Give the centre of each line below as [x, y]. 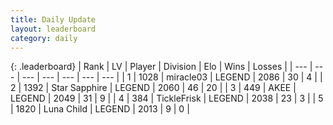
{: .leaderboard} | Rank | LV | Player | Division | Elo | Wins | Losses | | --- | [161, 67]
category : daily [44, 38]
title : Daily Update [53, 19]
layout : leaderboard [53, 29]
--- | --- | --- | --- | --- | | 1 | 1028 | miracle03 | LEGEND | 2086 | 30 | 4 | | [172, 77]
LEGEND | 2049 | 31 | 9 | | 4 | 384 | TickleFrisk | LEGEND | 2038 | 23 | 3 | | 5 [167, 98]
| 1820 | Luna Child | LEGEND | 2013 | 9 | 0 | [100, 109]
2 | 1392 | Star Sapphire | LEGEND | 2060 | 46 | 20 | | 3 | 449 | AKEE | [153, 88]
